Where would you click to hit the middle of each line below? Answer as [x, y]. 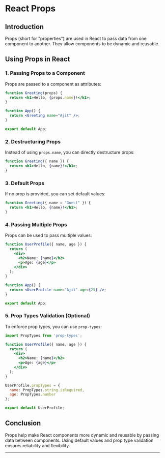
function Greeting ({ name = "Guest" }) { [48, 203]
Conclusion [23, 423]
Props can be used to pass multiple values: [49, 235]
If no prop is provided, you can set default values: [55, 194]
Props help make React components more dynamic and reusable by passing [82, 435]
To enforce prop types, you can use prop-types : [54, 326]
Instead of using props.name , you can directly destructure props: [70, 153]
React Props [30, 9]
